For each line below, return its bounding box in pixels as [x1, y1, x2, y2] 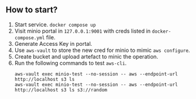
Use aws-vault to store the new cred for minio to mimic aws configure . [14, 46, 191, 54]
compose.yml [14, 34, 45, 41]
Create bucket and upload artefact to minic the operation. [14, 53, 158, 60]
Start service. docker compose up [14, 21, 96, 28]
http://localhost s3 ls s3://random [14, 87, 107, 93]
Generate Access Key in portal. [14, 40, 92, 47]
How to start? [5, 5, 58, 15]
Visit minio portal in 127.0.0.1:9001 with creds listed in [14, 27, 151, 34]
